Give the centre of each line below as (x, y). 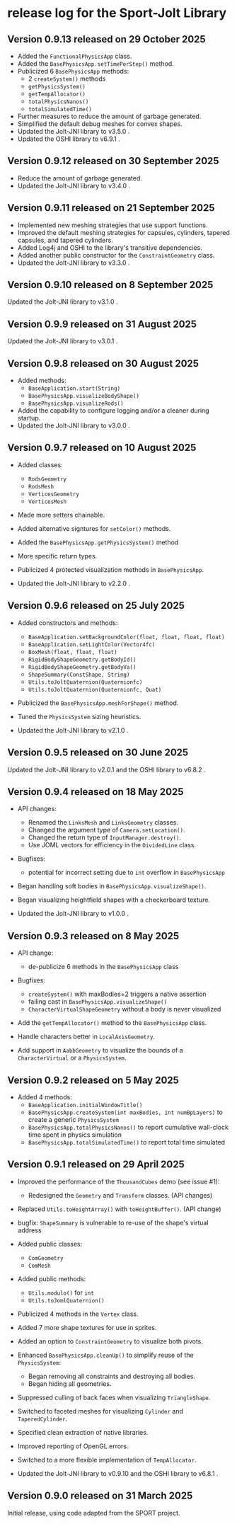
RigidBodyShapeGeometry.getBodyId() (82, 660)
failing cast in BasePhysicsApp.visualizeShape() (98, 1002)
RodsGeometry (47, 479)
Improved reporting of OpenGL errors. (73, 1446)
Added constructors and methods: (68, 623)
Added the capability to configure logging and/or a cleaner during (114, 411)
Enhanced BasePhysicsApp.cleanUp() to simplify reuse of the (105, 1355)
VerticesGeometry (54, 494)
